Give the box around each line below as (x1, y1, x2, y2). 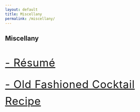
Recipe (5, 94, 41, 108)
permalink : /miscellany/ (5, 16, 55, 21)
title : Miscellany (5, 12, 42, 17)
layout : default (5, 7, 38, 12)
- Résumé (5, 56, 56, 69)
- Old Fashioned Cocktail (5, 77, 135, 91)
